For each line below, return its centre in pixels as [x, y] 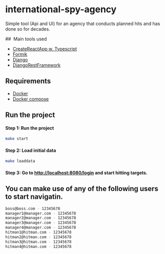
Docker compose [31, 99]
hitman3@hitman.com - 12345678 [38, 242]
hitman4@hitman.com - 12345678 [38, 246]
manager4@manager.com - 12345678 [41, 228]
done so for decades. [28, 29]
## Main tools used [26, 39]
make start [17, 139]
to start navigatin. [34, 197]
